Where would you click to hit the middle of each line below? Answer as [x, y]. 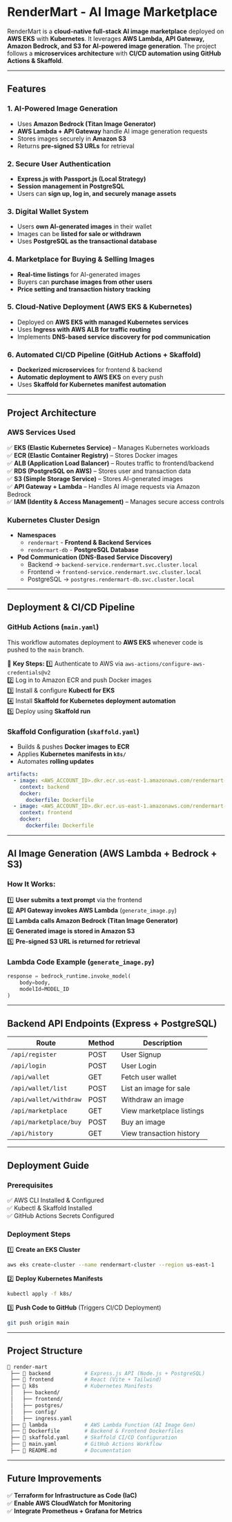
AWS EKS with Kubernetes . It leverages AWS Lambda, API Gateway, [106, 38]
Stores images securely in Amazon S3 [71, 138]
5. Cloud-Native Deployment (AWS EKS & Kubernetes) [100, 307]
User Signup [141, 1055]
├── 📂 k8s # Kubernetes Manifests [81, 1386]
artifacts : [23, 774]
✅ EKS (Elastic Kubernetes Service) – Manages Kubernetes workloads [108, 447]
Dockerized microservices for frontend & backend [89, 370]
